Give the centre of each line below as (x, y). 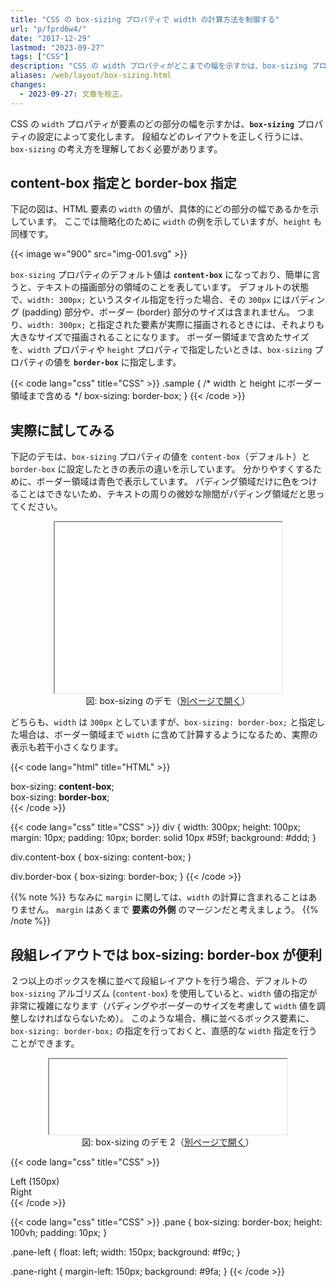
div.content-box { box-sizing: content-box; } (101, 857)
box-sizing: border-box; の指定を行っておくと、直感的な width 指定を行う (164, 1031)
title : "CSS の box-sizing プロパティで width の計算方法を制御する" (145, 19)
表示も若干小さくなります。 (67, 747)
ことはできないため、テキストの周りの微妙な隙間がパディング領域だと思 (167, 494)
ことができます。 (45, 1043)
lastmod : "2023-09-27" (57, 47)
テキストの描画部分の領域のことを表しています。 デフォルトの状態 (173, 287)
